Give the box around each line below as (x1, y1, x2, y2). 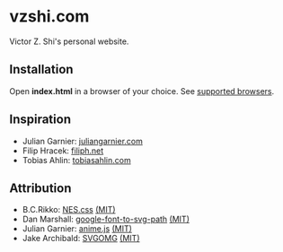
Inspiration (9, 112, 72, 127)
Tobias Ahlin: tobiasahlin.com (22, 154, 132, 165)
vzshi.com (9, 6, 90, 27)
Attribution (9, 180, 72, 196)
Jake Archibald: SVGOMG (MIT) (22, 233, 141, 244)
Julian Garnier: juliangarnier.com (22, 135, 144, 146)
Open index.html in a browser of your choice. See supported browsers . (9, 85, 275, 96)
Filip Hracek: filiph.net (22, 145, 104, 156)
